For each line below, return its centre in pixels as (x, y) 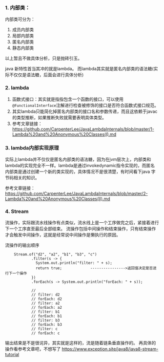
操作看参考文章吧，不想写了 (33, 349)
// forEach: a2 (47, 308)
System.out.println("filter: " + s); (74, 263)
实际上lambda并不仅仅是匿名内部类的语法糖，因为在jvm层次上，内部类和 (78, 159)
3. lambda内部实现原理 (32, 148)
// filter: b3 (45, 320)
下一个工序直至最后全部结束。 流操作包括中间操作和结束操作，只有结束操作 (81, 229)
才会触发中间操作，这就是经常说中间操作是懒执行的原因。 (63, 235)
